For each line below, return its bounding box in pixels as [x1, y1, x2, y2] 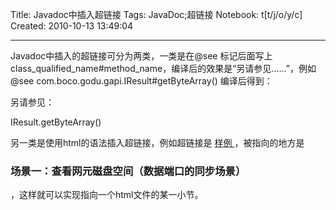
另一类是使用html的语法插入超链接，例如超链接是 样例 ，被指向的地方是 [10, 137, 305, 148]
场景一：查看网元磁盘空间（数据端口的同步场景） [10, 164, 247, 178]
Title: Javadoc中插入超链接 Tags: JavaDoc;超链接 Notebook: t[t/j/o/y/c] [10, 9, 303, 20]
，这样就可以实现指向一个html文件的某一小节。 [10, 189, 204, 201]
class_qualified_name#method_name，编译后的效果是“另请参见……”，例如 [10, 63, 317, 74]
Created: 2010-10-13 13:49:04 [10, 20, 134, 32]
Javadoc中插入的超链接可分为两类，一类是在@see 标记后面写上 [10, 50, 273, 62]
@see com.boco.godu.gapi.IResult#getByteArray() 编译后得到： [10, 75, 273, 87]
